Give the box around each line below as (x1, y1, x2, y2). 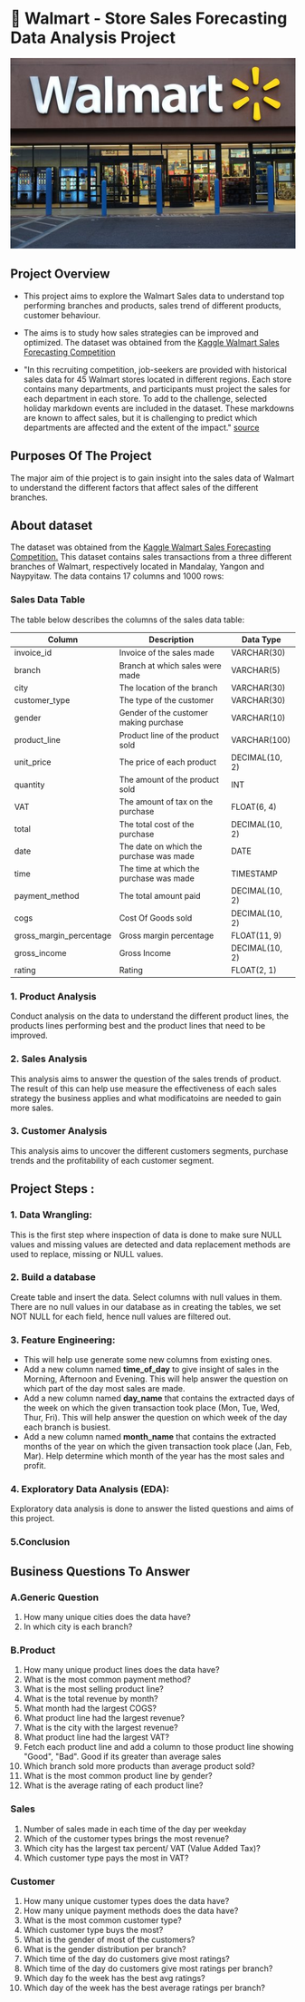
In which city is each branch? (23, 1621, 133, 1632)
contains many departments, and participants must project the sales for (23, 383, 291, 394)
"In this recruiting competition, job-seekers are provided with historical (23, 364, 288, 375)
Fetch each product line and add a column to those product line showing (23, 1742, 294, 1753)
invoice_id (14, 648, 52, 659)
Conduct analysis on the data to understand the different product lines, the (10, 1011, 289, 1021)
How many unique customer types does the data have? (23, 1895, 230, 1906)
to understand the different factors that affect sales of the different (10, 482, 259, 493)
